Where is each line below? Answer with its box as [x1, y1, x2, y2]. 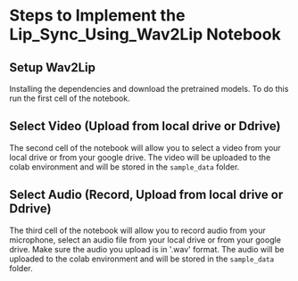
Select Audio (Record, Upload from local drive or [9, 187, 284, 202]
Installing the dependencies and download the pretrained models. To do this [9, 84, 289, 94]
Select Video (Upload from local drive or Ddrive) [9, 119, 281, 134]
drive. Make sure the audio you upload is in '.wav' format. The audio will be [9, 244, 285, 254]
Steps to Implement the [9, 5, 186, 26]
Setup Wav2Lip [9, 60, 96, 75]
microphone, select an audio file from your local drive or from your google [9, 234, 281, 245]
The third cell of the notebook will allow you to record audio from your [9, 225, 266, 236]
